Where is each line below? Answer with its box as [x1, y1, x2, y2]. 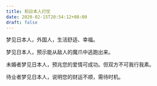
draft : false [6, 19, 38, 25]
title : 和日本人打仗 [6, 8, 51, 15]
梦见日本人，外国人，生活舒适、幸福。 [6, 36, 98, 43]
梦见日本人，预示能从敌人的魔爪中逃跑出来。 [6, 49, 114, 56]
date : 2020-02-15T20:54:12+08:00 [6, 14, 88, 20]
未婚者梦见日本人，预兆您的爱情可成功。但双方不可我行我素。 [6, 61, 155, 68]
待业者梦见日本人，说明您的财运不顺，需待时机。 [6, 74, 124, 81]
